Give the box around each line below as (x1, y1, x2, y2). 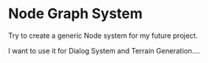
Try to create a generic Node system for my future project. (8, 31, 199, 40)
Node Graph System (8, 5, 143, 23)
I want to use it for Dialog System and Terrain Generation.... (8, 46, 201, 55)
